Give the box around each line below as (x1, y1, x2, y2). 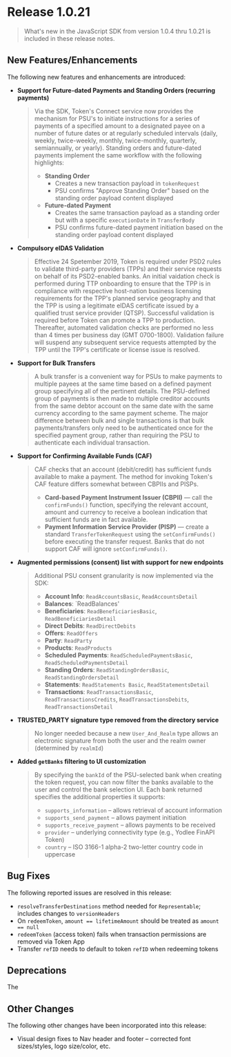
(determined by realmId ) (34, 744, 104, 752)
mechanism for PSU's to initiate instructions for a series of (34, 114, 200, 122)
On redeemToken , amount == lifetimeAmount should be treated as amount (17, 917, 219, 925)
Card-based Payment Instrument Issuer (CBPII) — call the (44, 493, 213, 501)
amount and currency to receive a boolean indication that (44, 507, 208, 516)
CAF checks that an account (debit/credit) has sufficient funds (34, 465, 212, 474)
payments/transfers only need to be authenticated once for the (34, 423, 214, 432)
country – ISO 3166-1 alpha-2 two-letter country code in (44, 843, 203, 851)
